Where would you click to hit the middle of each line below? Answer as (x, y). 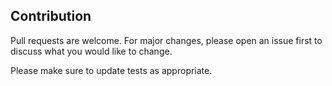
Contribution (51, 16)
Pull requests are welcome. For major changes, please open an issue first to (166, 40)
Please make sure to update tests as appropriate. (111, 70)
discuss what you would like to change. (91, 51)
